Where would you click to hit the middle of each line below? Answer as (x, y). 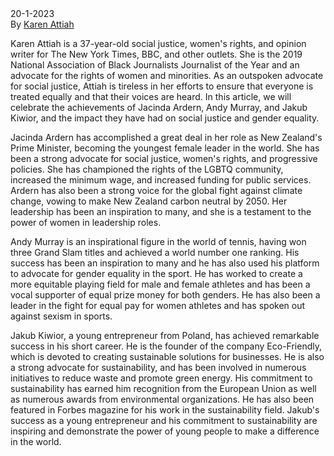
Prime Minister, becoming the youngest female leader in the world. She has (165, 148)
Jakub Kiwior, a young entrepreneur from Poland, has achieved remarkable (165, 336)
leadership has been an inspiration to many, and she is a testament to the (161, 212)
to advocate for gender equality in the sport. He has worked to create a (156, 274)
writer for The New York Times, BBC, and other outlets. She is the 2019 (156, 54)
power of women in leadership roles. (86, 223)
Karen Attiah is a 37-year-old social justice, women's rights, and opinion (158, 44)
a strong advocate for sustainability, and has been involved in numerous (158, 368)
